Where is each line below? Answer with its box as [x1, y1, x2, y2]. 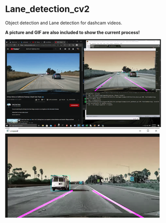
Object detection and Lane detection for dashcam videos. [5, 20, 123, 26]
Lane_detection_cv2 [5, 3, 90, 15]
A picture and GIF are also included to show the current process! [5, 29, 140, 35]
